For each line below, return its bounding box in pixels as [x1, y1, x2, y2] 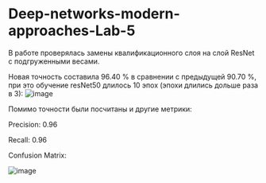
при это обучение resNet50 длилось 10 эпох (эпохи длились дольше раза [8, 80, 259, 90]
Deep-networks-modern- [8, 5, 180, 23]
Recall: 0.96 [8, 134, 48, 144]
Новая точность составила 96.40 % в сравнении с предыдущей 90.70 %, [8, 72, 256, 81]
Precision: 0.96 [8, 119, 58, 129]
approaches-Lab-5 [8, 21, 136, 40]
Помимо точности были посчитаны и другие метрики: [8, 104, 192, 114]
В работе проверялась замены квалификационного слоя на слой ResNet [8, 48, 255, 57]
